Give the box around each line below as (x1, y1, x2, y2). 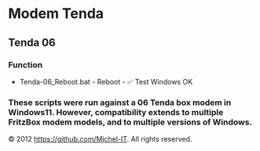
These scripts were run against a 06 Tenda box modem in (8, 97, 232, 108)
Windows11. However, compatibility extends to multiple (8, 106, 224, 117)
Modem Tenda (8, 5, 104, 23)
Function (8, 59, 43, 70)
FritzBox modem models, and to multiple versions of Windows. (8, 117, 253, 128)
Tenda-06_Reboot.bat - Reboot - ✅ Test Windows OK (19, 77, 193, 86)
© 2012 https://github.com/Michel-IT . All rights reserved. (8, 135, 192, 144)
